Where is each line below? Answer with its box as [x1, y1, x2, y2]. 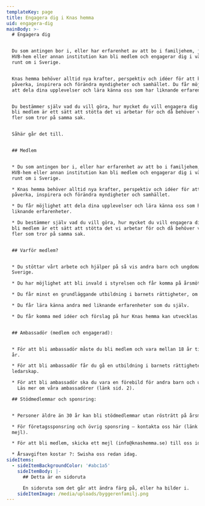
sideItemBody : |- [17, 468, 62, 474]
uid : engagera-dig [6, 20, 53, 26]
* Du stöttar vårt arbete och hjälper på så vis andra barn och [12, 264, 179, 270]
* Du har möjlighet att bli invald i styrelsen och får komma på [12, 280, 182, 287]
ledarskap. [12, 369, 40, 375]
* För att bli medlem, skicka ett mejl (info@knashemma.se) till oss [12, 440, 192, 446]
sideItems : [6, 457, 34, 463]
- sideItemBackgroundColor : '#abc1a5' [12, 463, 111, 469]
